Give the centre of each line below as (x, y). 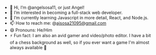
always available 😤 (28, 48)
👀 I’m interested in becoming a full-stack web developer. (66, 13)
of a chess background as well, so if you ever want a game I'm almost (79, 42)
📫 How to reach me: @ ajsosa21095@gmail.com (58, 23)
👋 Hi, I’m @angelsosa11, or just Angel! (47, 7)
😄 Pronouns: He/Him (31, 30)
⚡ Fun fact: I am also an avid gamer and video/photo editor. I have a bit (80, 35)
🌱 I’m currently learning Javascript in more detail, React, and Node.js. (79, 18)
